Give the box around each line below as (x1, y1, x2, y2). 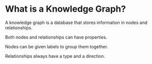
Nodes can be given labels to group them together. (5, 43, 108, 49)
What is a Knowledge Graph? (5, 3, 126, 15)
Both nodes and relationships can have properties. (5, 34, 107, 40)
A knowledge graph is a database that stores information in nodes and (5, 20, 148, 25)
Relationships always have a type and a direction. (5, 53, 105, 59)
